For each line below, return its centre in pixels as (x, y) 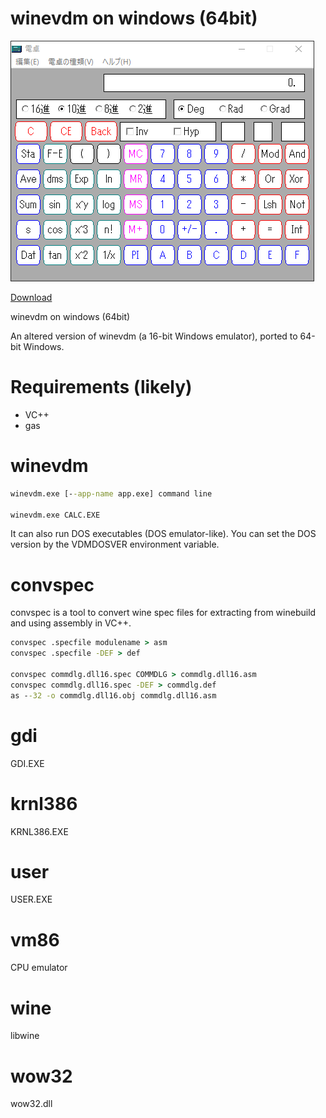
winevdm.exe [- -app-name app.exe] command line (111, 493)
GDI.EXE (27, 763)
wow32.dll (31, 1104)
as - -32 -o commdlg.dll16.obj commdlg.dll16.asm (113, 695)
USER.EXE (31, 899)
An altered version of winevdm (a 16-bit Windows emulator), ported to (154, 336)
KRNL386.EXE (39, 831)
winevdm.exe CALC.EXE (55, 515)
